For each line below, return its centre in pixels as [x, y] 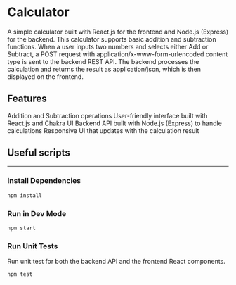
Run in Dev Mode [37, 213]
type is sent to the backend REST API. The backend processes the [103, 61]
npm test [20, 274]
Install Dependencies [44, 181]
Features [27, 99]
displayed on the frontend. [46, 76]
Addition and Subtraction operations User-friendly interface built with [107, 115]
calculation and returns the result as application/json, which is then [104, 69]
